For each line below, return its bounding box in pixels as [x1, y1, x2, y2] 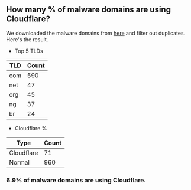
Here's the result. [6, 35, 48, 43]
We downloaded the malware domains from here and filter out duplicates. [6, 30, 186, 37]
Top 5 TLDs [14, 47, 43, 54]
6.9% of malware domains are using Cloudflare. [6, 176, 146, 184]
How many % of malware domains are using [6, 5, 171, 15]
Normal [9, 158, 30, 166]
